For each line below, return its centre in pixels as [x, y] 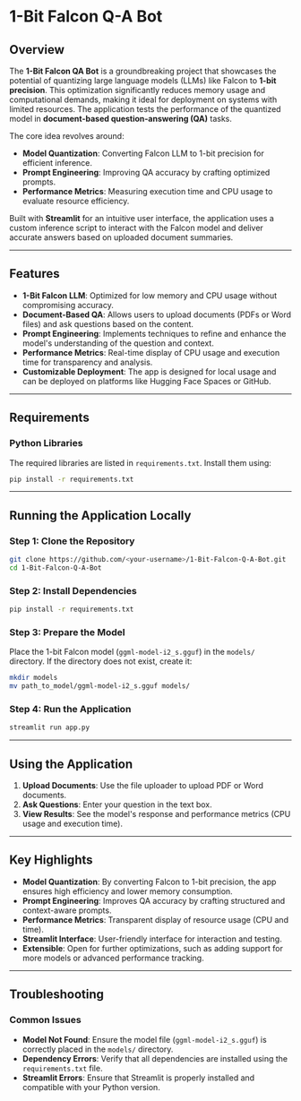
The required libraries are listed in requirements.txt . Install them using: [140, 462]
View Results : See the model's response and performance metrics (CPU [156, 814]
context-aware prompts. [67, 910]
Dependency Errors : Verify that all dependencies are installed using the [155, 1058]
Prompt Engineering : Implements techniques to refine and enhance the [154, 333]
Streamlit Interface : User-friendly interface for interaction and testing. [152, 939]
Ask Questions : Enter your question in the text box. [117, 804]
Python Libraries [46, 443]
